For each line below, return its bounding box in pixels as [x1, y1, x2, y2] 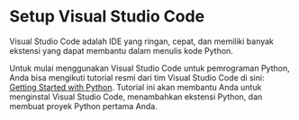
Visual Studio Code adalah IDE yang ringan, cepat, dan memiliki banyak [9, 36, 275, 47]
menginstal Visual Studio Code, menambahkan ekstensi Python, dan [9, 91, 263, 102]
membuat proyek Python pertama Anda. [9, 100, 158, 111]
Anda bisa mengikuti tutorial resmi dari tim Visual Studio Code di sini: [9, 72, 265, 82]
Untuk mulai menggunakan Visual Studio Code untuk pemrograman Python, [9, 63, 290, 73]
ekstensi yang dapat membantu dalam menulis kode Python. [9, 45, 234, 56]
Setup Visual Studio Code [9, 6, 205, 27]
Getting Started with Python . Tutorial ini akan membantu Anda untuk [9, 81, 262, 92]
